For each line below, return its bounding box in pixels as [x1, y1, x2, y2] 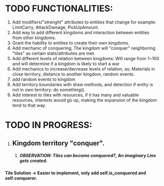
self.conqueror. [5, 175, 38, 181]
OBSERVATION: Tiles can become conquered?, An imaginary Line [19, 153, 156, 159]
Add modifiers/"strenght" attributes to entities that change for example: [12, 19, 157, 25]
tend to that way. [12, 102, 47, 108]
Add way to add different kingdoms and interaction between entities [12, 29, 149, 35]
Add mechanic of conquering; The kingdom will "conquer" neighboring [12, 45, 156, 51]
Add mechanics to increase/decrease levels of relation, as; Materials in [12, 66, 155, 71]
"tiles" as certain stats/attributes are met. [12, 50, 95, 56]
